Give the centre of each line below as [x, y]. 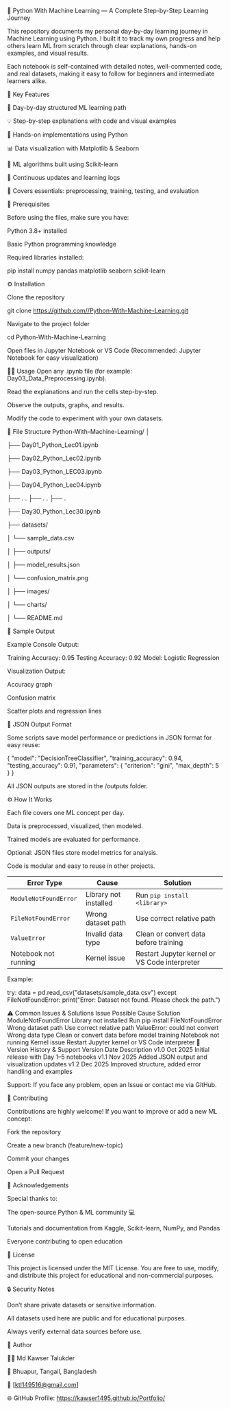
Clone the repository [36, 297]
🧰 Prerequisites [28, 204]
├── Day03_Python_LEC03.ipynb [55, 471]
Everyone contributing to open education [65, 1241]
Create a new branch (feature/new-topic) [65, 1145]
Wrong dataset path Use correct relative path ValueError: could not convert [113, 1028]
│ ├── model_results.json [43, 564]
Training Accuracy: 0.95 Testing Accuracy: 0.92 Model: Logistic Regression [113, 658]
